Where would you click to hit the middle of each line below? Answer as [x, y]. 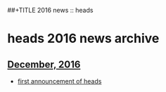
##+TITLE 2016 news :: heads [50, 10]
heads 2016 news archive [83, 39]
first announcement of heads [59, 81]
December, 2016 [44, 64]
